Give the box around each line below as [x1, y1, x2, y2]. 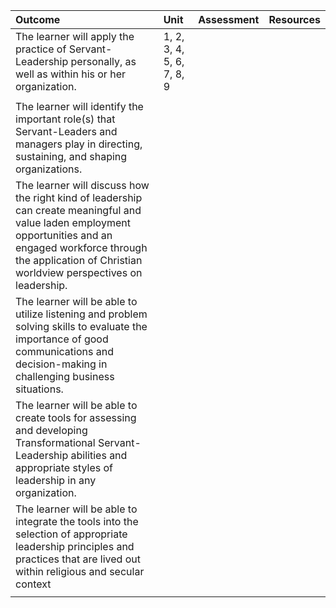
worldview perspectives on [15, 266, 143, 279]
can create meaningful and [15, 204, 142, 217]
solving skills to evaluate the [15, 320, 148, 333]
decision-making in [15, 357, 108, 371]
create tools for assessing [15, 411, 137, 424]
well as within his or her [15, 67, 126, 81]
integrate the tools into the [15, 515, 139, 528]
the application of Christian [15, 254, 143, 267]
